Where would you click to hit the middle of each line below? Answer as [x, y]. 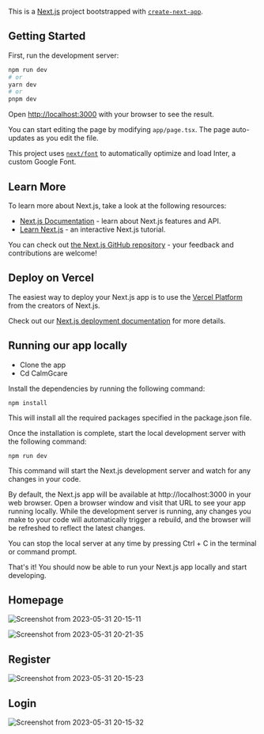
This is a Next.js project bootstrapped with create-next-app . [106, 11]
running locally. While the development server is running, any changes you [130, 511]
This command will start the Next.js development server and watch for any [130, 471]
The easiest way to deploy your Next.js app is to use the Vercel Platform [126, 297]
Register [30, 659]
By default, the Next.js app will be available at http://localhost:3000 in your [130, 494]
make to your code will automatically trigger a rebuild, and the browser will [130, 519]
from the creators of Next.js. [54, 305]
